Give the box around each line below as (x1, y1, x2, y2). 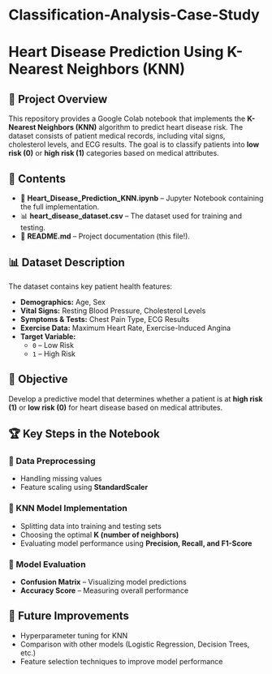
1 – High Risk (32, 349, 76, 358)
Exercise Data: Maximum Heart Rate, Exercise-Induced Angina (19, 323, 231, 333)
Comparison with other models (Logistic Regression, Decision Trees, (19, 639, 250, 649)
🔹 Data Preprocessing (8, 455, 96, 466)
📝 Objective (8, 372, 68, 386)
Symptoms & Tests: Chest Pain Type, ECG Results (19, 314, 189, 324)
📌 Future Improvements (8, 609, 130, 623)
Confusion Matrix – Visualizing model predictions (19, 577, 187, 586)
